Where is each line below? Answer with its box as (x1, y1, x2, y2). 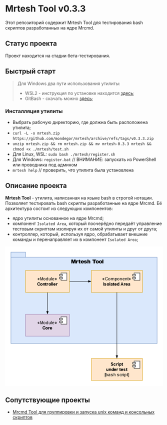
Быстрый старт (5, 67, 56, 75)
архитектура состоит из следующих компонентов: (5, 205, 113, 211)
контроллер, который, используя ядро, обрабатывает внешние (12, 231, 148, 237)
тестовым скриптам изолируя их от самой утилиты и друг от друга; (12, 225, 157, 231)
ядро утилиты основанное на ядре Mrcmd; (12, 215, 104, 221)
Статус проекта (5, 39, 57, 48)
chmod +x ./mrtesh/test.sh (12, 146, 69, 151)
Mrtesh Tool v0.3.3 (5, 3, 86, 14)
